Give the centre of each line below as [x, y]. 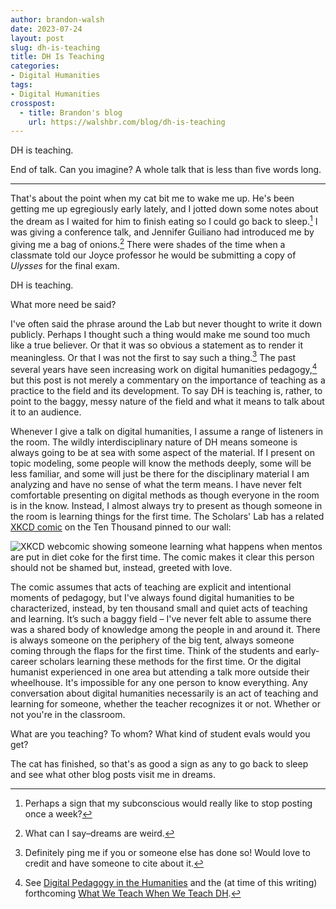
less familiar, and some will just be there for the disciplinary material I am [160, 473]
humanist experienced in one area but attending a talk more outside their [160, 672]
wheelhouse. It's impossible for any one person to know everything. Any [159, 682]
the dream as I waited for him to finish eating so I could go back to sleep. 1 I [164, 220]
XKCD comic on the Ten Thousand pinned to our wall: [121, 527]
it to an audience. [46, 412]
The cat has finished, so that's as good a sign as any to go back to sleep [159, 763]
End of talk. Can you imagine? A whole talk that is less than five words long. [166, 170]
